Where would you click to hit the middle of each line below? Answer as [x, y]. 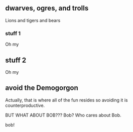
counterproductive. [25, 105]
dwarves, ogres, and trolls [47, 8]
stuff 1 [13, 33]
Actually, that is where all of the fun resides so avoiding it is [66, 100]
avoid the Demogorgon [42, 88]
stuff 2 [16, 60]
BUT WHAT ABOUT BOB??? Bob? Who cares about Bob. [63, 115]
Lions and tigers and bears [33, 20]
